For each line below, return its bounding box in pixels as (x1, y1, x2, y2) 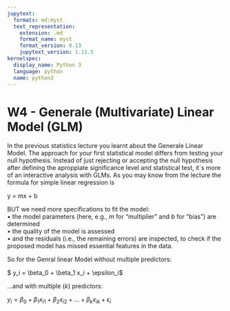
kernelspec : (7, 55, 41, 62)
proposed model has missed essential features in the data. (7, 242, 174, 250)
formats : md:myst (13, 17, 63, 23)
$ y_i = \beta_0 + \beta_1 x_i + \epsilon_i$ (7, 269, 123, 277)
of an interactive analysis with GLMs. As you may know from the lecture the (7, 171, 222, 180)
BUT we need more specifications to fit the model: (7, 205, 150, 214)
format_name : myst (19, 36, 72, 43)
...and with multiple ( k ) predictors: (7, 282, 103, 290)
